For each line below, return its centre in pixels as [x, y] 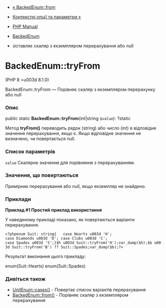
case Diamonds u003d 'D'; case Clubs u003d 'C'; [56, 239]
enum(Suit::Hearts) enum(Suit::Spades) [45, 266]
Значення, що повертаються [42, 175]
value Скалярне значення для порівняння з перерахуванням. [70, 162]
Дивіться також [25, 279]
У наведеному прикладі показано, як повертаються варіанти [70, 220]
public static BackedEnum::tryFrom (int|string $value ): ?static [68, 119]
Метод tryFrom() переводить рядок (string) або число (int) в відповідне [81, 128]
